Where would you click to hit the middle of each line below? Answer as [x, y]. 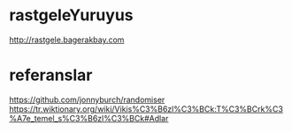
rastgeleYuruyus [71, 15]
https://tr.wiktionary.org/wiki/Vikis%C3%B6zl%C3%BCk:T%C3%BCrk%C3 [146, 109]
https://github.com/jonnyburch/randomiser [87, 99]
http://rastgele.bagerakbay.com [67, 40]
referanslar [51, 75]
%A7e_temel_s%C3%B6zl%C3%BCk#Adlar [89, 118]
